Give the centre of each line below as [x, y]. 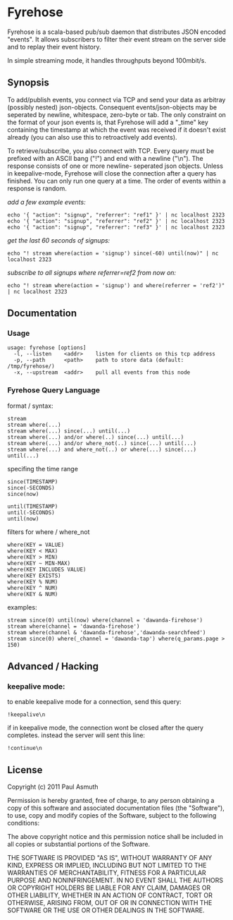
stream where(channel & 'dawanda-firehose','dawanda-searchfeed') [107, 632]
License [25, 770]
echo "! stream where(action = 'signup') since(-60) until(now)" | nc [113, 253]
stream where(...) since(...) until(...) [69, 431]
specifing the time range [43, 468]
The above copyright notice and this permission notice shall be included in [115, 837]
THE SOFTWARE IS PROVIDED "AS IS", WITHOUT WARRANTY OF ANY [110, 858]
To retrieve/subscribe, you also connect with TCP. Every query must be [111, 151]
